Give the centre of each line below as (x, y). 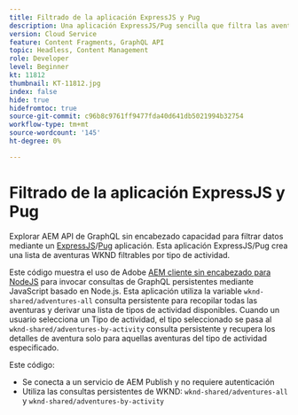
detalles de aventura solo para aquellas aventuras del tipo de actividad (138, 338)
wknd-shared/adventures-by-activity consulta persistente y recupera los (142, 328)
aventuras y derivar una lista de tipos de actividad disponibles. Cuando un (145, 309)
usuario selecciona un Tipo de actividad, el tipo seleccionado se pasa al (141, 319)
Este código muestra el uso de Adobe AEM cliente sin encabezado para (140, 272)
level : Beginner (39, 67)
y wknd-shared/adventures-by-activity (93, 401)
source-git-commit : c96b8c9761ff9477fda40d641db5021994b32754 (126, 116)
